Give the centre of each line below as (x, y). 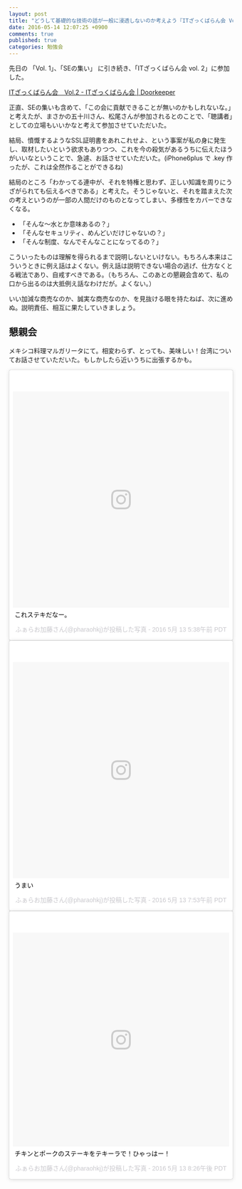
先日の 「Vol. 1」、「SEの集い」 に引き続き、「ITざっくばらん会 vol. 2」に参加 (120, 68)
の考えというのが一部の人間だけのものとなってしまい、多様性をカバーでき (118, 200)
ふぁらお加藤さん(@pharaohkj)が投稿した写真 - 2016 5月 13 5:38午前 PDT (121, 629)
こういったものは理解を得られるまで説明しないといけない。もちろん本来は (118, 257)
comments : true (31, 34)
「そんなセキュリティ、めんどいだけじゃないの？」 (94, 233)
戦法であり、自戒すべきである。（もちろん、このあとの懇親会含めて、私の (122, 274)
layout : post (28, 14)
